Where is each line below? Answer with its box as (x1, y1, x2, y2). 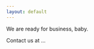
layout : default (6, 8, 47, 15)
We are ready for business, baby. (6, 25, 89, 32)
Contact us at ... (6, 36, 46, 44)
